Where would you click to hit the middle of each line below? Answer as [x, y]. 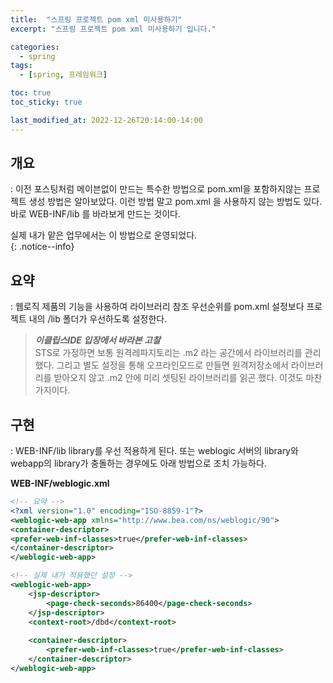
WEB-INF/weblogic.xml [60, 483]
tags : [21, 66]
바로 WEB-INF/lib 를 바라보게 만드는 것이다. [95, 214]
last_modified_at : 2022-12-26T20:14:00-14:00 [106, 120]
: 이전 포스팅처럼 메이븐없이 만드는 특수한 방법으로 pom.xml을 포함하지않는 [156, 189]
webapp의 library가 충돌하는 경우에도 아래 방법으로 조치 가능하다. [138, 463]
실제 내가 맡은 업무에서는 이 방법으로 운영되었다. [104, 235]
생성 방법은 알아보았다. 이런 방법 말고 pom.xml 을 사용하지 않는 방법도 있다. [175, 202]
